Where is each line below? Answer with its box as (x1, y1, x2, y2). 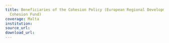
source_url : (5, 26, 30, 31)
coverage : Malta (5, 16, 39, 21)
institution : (5, 21, 33, 26)
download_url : (5, 30, 35, 35)
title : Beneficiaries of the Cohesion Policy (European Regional (5, 7, 145, 12)
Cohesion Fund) (10, 12, 42, 17)
